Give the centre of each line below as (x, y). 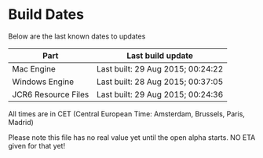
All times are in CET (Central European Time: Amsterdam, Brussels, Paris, (127, 114)
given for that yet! (37, 145)
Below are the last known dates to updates (77, 36)
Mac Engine (34, 68)
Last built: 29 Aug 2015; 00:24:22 (160, 68)
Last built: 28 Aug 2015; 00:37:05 (160, 82)
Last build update (160, 55)
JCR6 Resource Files (51, 94)
